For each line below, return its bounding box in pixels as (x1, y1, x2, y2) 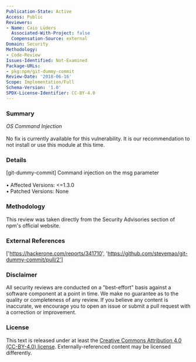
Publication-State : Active (6, 8, 72, 15)
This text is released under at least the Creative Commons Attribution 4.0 (6, 337, 182, 344)
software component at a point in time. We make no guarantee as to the (6, 290, 179, 297)
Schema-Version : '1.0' (6, 85, 61, 91)
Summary (6, 109, 35, 118)
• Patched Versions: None (6, 188, 69, 195)
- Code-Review (6, 52, 41, 58)
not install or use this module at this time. (6, 142, 105, 149)
